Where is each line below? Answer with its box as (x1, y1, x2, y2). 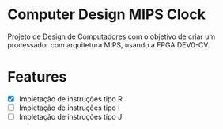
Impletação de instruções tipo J (18, 112, 123, 121)
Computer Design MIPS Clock (7, 6, 206, 24)
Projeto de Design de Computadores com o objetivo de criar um (7, 32, 216, 41)
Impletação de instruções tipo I (18, 103, 120, 112)
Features (7, 68, 67, 86)
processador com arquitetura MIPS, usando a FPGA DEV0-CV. (7, 40, 210, 49)
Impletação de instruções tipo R (18, 93, 123, 104)
